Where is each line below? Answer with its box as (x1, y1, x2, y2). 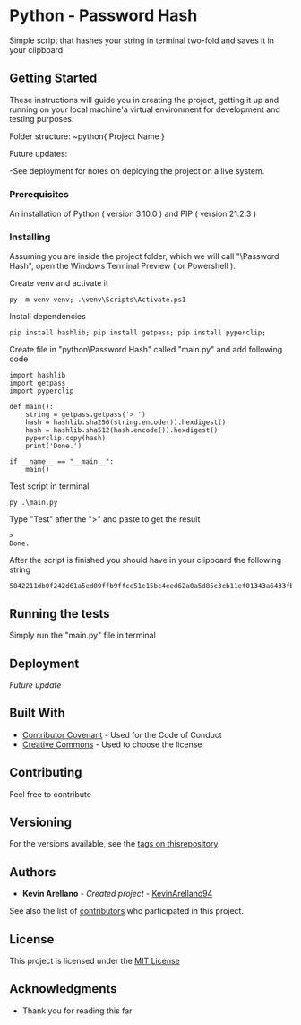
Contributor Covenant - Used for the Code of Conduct (21, 729, 222, 740)
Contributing (9, 765, 82, 780)
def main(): (9, 403, 54, 412)
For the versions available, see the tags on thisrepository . (9, 838, 220, 849)
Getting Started (9, 71, 98, 86)
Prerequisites (9, 187, 69, 200)
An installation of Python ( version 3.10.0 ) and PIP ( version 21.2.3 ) (9, 208, 257, 220)
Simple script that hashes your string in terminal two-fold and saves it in (9, 35, 275, 46)
